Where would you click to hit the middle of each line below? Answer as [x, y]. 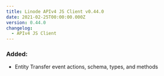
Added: [17, 54]
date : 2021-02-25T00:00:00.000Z [46, 17]
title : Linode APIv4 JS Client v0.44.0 [55, 11]
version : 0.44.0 [26, 22]
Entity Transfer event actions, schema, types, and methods [86, 67]
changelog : [19, 28]
